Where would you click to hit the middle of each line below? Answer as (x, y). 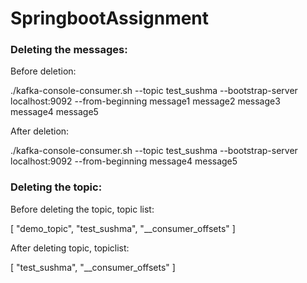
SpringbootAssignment (110, 18)
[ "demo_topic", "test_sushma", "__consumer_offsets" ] (123, 228)
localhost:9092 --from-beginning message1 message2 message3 (145, 101)
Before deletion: (43, 71)
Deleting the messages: (69, 50)
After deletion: (40, 131)
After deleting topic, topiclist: (70, 248)
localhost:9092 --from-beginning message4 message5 (124, 161)
